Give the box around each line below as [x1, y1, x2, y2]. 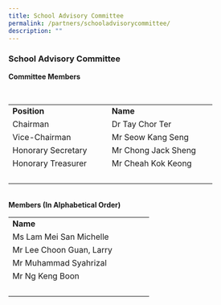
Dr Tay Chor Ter [111, 118, 172, 130]
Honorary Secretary [12, 144, 88, 155]
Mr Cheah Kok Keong [111, 158, 192, 169]
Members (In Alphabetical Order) [8, 200, 121, 209]
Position [12, 105, 45, 117]
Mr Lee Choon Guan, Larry [12, 244, 113, 255]
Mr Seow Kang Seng [111, 131, 189, 142]
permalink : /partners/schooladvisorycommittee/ [8, 19, 171, 27]
